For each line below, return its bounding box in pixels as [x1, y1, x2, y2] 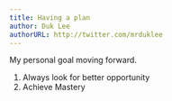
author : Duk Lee [9, 22, 70, 31]
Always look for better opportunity [22, 72, 150, 83]
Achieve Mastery [22, 82, 86, 93]
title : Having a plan [9, 13, 91, 23]
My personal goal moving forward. [9, 55, 138, 66]
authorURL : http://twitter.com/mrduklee [9, 30, 164, 39]
